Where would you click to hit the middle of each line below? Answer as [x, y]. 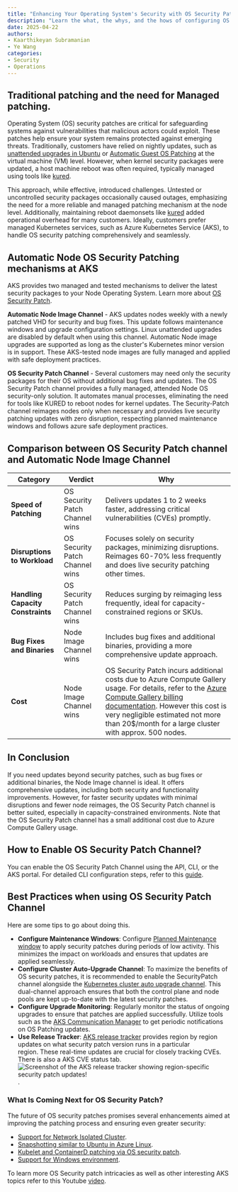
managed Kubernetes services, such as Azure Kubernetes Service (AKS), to [118, 228]
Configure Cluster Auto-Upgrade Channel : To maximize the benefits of [123, 969]
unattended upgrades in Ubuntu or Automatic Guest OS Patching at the [111, 154]
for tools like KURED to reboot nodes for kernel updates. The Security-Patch [118, 403]
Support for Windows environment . [69, 1159]
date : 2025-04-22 [33, 27]
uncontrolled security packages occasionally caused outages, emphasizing [118, 197]
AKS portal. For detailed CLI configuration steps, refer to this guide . [106, 874]
